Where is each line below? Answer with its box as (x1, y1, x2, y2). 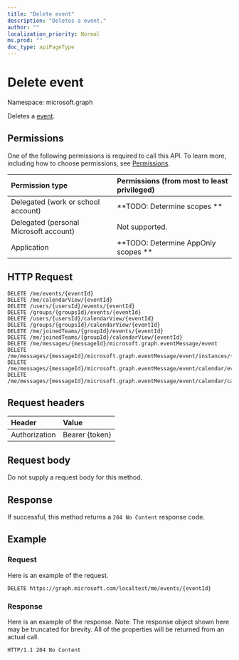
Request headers (7, 397, 85, 409)
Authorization (11, 430, 56, 440)
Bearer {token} (63, 430, 112, 440)
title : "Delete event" (7, 10, 75, 18)
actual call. (7, 632, 39, 641)
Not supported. (117, 222, 168, 232)
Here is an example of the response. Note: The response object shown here (7, 617, 230, 626)
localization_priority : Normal (7, 30, 100, 38)
